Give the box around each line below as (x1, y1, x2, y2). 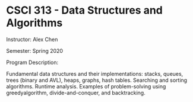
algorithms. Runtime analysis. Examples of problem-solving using (6, 82, 166, 90)
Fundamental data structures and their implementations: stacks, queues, (6, 70, 183, 77)
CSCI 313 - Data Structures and (6, 4, 163, 17)
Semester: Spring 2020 (6, 47, 64, 54)
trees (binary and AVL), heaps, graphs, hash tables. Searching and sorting (6, 76, 188, 84)
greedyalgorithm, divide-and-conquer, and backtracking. (6, 89, 145, 96)
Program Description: (6, 59, 58, 66)
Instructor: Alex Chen (6, 36, 58, 43)
